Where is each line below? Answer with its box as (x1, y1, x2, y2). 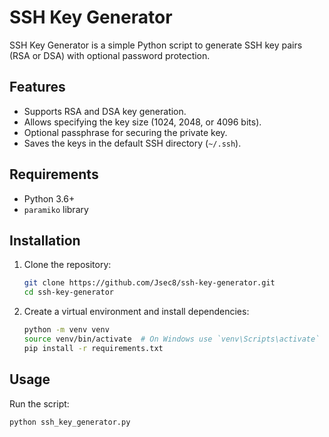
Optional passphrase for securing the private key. (23, 126, 228, 138)
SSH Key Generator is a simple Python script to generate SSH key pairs (9, 39, 303, 51)
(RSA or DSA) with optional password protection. (9, 49, 211, 61)
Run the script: (9, 397, 70, 410)
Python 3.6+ (23, 192, 76, 205)
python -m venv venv (23, 325, 110, 335)
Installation (9, 232, 81, 249)
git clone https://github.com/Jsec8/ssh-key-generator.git (23, 278, 276, 288)
